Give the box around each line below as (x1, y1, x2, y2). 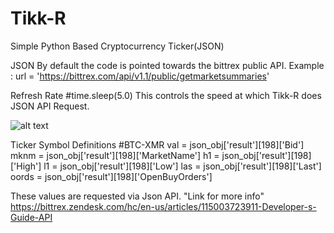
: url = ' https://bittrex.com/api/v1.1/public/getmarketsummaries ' (10, 70, 270, 82)
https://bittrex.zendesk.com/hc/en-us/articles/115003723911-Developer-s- (10, 200, 317, 212)
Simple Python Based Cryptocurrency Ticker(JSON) (10, 40, 225, 52)
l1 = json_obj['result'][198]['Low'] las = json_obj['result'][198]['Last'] (43, 160, 322, 172)
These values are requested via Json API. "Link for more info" (10, 190, 265, 202)
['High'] (10, 160, 42, 172)
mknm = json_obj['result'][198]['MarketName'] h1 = (10, 149, 220, 161)
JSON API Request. (10, 100, 90, 112)
